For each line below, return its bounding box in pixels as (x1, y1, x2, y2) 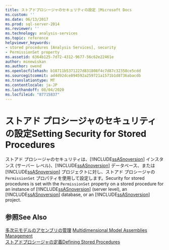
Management (5, 233, 33, 239)
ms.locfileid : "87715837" (5, 92, 60, 97)
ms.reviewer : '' (5, 26, 39, 31)
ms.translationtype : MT (5, 78, 55, 83)
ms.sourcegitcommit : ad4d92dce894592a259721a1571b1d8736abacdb (5, 73, 141, 78)
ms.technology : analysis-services (5, 31, 78, 36)
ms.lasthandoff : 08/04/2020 (5, 87, 65, 92)
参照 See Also (5, 213, 47, 221)
